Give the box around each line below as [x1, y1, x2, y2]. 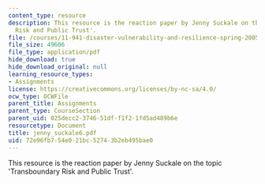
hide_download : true [8, 56, 77, 64]
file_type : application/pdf [8, 48, 101, 56]
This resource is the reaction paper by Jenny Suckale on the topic [8, 158, 222, 167]
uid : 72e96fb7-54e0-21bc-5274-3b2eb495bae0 [8, 136, 154, 145]
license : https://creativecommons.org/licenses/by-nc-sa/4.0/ [8, 84, 217, 93]
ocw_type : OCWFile [8, 92, 69, 100]
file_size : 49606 [8, 41, 65, 49]
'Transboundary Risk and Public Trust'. [8, 167, 134, 176]
